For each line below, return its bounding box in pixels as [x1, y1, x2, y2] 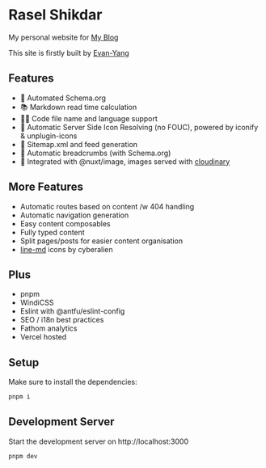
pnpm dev [8, 452, 38, 460]
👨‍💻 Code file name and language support [19, 113, 158, 123]
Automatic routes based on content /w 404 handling [19, 201, 195, 211]
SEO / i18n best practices [19, 315, 104, 325]
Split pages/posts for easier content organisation [19, 236, 184, 246]
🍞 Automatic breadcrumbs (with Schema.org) [19, 148, 171, 158]
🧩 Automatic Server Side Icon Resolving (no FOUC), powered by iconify [19, 122, 259, 132]
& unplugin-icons [19, 131, 78, 141]
